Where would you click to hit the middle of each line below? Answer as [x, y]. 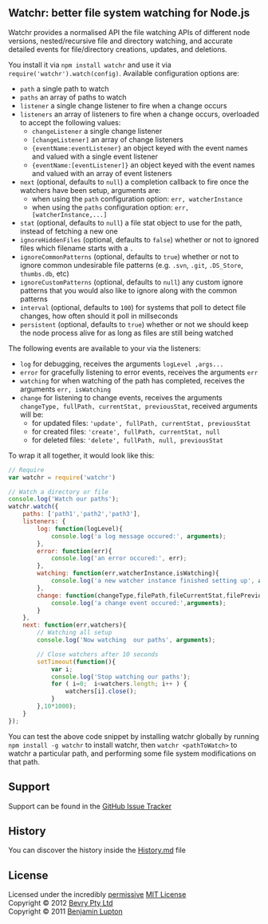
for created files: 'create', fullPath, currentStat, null [126, 431]
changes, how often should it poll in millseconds [99, 316]
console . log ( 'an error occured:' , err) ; [119, 558]
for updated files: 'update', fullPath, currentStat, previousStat [141, 423]
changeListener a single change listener [97, 131]
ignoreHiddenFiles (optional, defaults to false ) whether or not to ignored [139, 239]
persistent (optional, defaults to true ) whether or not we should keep [134, 324]
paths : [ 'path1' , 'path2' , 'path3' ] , [82, 514]
